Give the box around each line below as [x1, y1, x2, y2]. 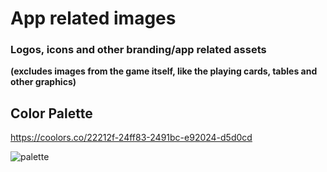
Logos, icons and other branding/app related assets [10, 43, 267, 57]
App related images [10, 7, 177, 30]
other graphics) [10, 76, 77, 88]
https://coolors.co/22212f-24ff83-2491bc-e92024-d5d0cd [10, 132, 253, 144]
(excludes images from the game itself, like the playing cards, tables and [10, 65, 318, 77]
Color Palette [10, 105, 93, 122]
